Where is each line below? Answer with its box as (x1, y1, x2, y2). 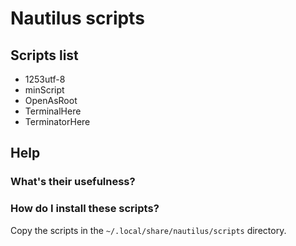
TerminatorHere (24, 116, 91, 127)
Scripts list (10, 47, 79, 64)
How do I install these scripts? (10, 202, 160, 216)
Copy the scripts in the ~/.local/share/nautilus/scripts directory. (10, 224, 287, 236)
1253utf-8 (24, 73, 66, 85)
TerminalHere (24, 105, 82, 117)
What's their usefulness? (10, 175, 136, 189)
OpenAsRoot (24, 95, 78, 106)
